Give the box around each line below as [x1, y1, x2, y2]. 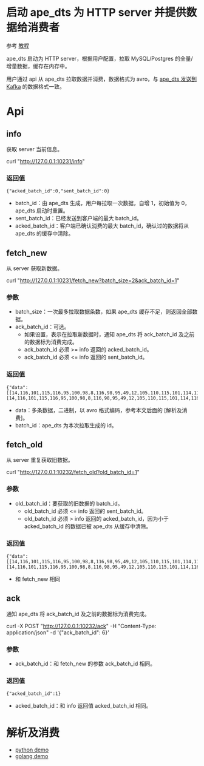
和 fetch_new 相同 [15, 575, 61, 583]
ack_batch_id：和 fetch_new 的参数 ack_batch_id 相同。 [15, 660, 156, 668]
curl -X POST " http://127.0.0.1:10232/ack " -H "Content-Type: [6, 622, 157, 629]
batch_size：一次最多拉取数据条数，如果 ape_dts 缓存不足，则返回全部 [15, 308, 192, 316]
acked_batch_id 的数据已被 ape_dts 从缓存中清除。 [24, 523, 152, 530]
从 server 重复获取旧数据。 [6, 456, 73, 464]
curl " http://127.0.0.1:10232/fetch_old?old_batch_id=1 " [6, 469, 140, 476]
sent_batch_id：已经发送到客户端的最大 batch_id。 [15, 215, 143, 222]
